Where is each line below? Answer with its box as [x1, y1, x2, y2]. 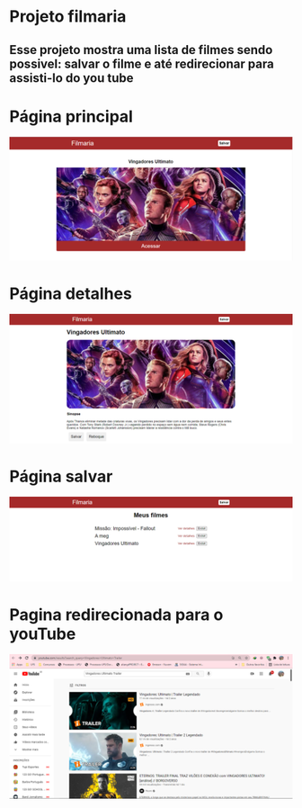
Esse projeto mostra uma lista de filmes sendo [9, 42, 273, 58]
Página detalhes [9, 283, 132, 304]
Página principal [9, 106, 133, 127]
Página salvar [9, 466, 113, 487]
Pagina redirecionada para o [9, 605, 224, 625]
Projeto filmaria [9, 6, 127, 27]
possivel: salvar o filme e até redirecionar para [9, 56, 274, 71]
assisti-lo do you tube [9, 70, 134, 85]
